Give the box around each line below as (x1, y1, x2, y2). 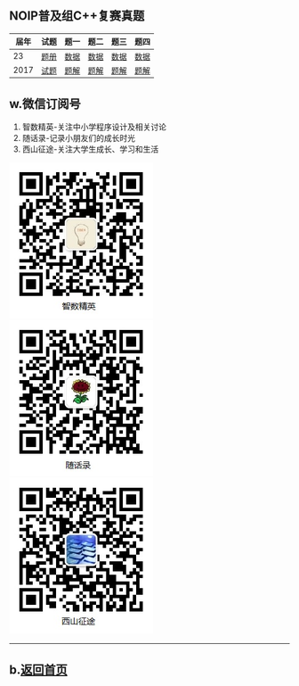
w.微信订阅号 (9, 96, 82, 112)
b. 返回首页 (9, 662, 69, 677)
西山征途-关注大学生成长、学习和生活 (21, 144, 159, 154)
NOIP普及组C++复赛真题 (9, 8, 145, 24)
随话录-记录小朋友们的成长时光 (21, 133, 136, 144)
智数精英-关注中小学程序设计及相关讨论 (21, 121, 167, 132)
